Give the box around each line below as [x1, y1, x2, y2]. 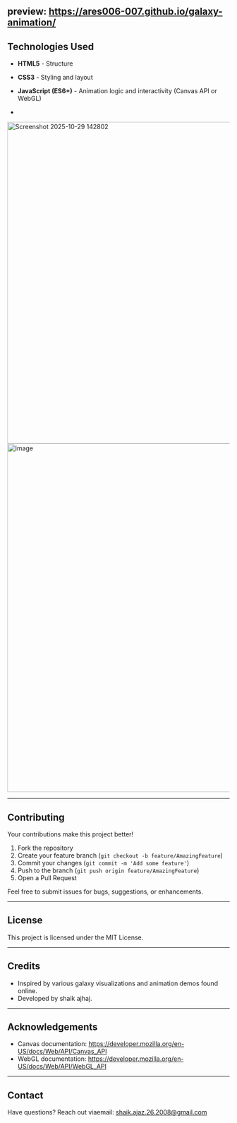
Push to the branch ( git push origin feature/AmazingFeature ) [17, 866, 200, 875]
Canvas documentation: [17, 1040, 87, 1048]
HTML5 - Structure [17, 59, 73, 68]
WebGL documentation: [17, 1055, 87, 1063]
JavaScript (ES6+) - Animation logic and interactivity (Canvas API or [17, 87, 217, 95]
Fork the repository [17, 843, 74, 853]
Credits [7, 960, 41, 973]
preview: [7, 6, 47, 18]
